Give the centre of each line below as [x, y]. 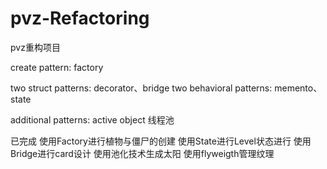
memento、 [298, 88]
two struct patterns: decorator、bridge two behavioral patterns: [141, 88]
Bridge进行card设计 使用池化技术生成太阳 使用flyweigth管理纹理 [142, 153]
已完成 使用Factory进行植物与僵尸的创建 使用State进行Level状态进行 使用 [161, 141]
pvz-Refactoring [80, 18]
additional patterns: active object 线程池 [92, 119]
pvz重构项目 [35, 47]
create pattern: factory [57, 67]
